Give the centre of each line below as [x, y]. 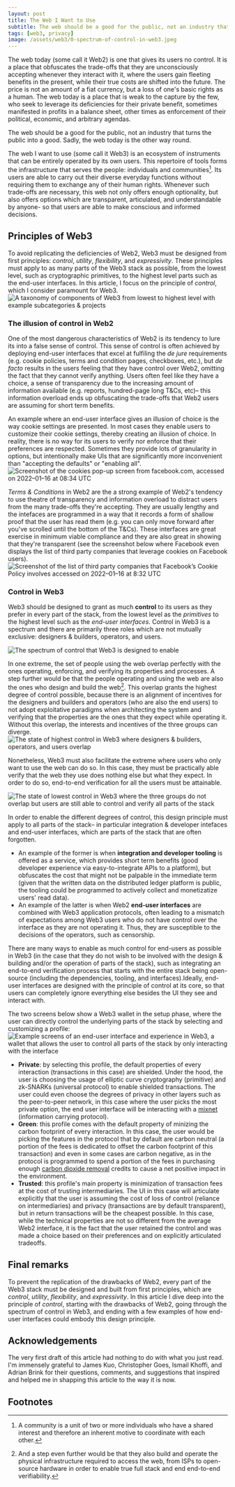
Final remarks [38, 1265]
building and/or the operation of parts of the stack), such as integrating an [114, 963]
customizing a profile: [39, 1028]
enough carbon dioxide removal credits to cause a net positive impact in [122, 1168]
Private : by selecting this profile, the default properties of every [109, 1065]
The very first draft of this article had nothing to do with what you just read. [116, 1358]
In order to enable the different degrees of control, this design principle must [118, 817]
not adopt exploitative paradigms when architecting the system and [105, 709]
